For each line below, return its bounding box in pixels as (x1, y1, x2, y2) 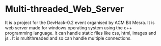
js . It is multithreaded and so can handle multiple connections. (5, 35, 132, 41)
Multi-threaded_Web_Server (5, 3, 124, 15)
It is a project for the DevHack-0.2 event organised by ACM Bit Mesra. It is (5, 20, 155, 25)
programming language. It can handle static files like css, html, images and (5, 30, 156, 36)
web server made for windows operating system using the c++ (5, 24, 133, 30)
